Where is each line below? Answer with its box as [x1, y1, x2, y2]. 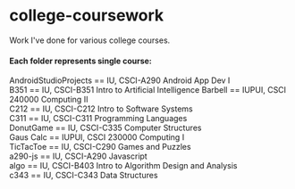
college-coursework [9, 5, 164, 26]
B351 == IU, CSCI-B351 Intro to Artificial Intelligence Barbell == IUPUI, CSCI [9, 85, 287, 95]
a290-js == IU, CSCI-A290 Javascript [9, 151, 147, 161]
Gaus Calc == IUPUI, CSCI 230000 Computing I [9, 132, 185, 143]
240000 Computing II [9, 94, 88, 105]
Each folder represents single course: [9, 55, 152, 66]
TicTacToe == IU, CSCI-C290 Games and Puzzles [9, 142, 191, 152]
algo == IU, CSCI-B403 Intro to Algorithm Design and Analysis [9, 160, 238, 171]
